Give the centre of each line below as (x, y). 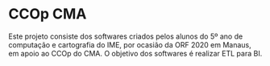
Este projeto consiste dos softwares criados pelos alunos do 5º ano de (126, 36)
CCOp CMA (48, 14)
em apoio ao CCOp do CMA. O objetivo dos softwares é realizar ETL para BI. (135, 53)
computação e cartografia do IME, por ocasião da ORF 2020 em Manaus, (130, 44)
